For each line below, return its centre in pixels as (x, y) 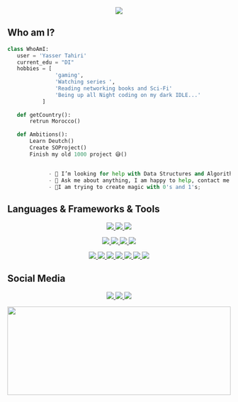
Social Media (36, 278)
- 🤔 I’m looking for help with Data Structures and (126, 174)
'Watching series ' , (85, 82)
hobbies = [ (34, 69)
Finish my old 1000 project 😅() (78, 154)
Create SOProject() (58, 148)
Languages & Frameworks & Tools (84, 209)
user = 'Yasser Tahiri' (52, 56)
